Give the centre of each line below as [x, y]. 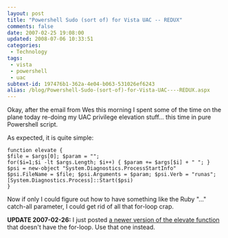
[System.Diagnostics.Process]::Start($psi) [70, 181]
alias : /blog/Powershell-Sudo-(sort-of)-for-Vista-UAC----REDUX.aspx [109, 90]
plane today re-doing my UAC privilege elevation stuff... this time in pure [109, 117]
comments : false [30, 26]
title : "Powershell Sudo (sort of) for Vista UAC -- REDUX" [95, 20]
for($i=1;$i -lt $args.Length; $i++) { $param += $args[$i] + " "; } [109, 162]
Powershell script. [33, 125]
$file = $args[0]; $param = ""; [53, 156]
